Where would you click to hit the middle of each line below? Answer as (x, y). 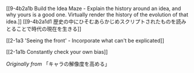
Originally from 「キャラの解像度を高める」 (58, 64)
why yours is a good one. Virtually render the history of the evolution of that (97, 15)
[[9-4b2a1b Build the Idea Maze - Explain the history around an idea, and (93, 8)
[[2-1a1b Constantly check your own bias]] (57, 52)
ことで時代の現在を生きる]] (49, 29)
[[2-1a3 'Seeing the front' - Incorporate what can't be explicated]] (85, 41)
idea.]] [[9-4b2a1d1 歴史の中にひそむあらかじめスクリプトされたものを (91, 22)
